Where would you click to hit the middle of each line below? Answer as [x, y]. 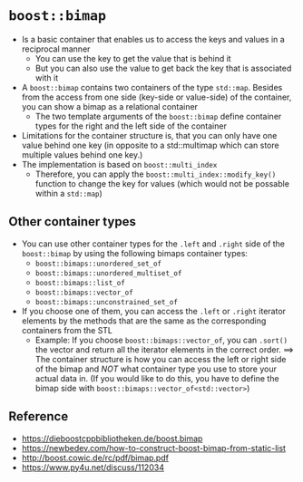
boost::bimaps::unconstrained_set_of [107, 302]
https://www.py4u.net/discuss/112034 [93, 467]
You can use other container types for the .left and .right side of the [153, 244]
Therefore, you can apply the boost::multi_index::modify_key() [156, 174]
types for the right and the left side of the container [131, 126]
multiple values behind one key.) [82, 154]
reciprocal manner [56, 49]
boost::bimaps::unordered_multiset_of [108, 273]
